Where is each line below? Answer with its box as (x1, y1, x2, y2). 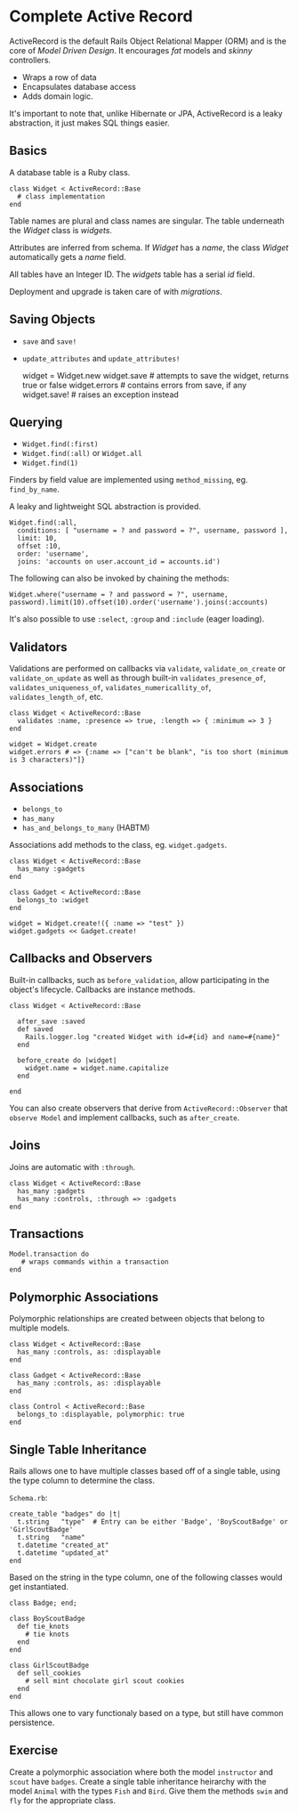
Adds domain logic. (21, 91, 93, 102)
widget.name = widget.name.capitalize (25, 1063, 169, 1072)
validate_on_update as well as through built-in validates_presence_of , (9, 672, 267, 683)
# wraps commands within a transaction (20, 1257, 169, 1266)
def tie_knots (17, 1623, 69, 1631)
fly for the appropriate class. (9, 1794, 117, 1805)
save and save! (21, 336, 77, 346)
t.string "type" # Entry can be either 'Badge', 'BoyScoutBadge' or (17, 1517, 289, 1526)
